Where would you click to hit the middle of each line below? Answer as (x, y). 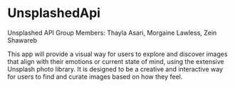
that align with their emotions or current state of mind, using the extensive (116, 61)
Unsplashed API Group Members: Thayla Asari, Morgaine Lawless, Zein (112, 33)
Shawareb (22, 40)
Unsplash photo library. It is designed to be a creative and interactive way (115, 69)
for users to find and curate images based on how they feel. (95, 77)
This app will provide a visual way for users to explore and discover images (117, 54)
